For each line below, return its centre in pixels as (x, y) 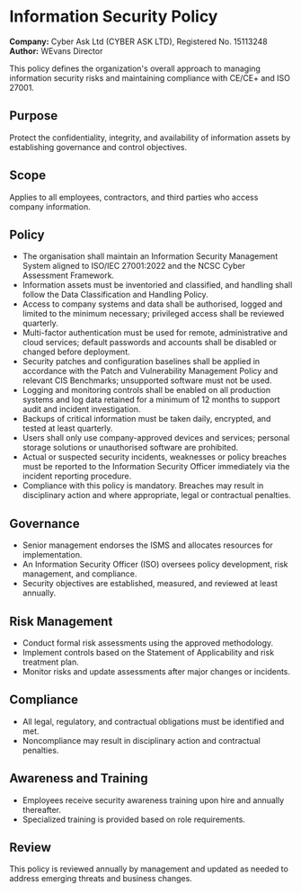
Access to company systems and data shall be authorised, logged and (152, 304)
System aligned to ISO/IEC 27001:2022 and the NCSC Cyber (133, 266)
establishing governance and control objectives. (98, 147)
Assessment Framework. (68, 275)
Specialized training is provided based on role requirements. (133, 819)
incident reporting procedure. (77, 476)
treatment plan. (50, 662)
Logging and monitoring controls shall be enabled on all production (146, 390)
